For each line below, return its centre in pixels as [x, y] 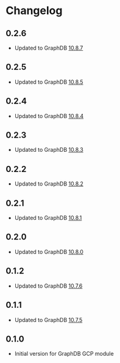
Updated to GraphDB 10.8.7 [49, 48]
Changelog [34, 11]
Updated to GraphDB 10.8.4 [49, 116]
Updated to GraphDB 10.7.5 [48, 320]
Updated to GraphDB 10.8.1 [48, 218]
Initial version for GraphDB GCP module [64, 354]
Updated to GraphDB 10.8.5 [49, 82]
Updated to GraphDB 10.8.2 [49, 184]
